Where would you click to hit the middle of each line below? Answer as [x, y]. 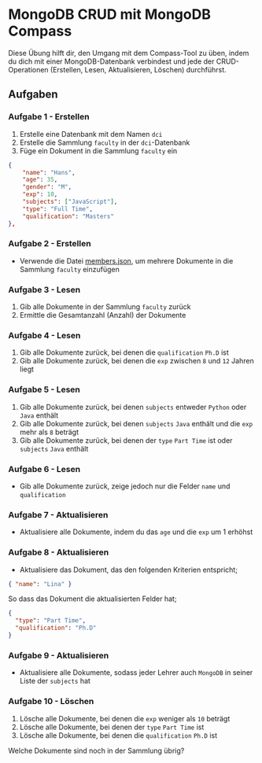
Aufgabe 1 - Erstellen [49, 117]
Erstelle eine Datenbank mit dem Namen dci [91, 134]
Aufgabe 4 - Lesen [44, 336]
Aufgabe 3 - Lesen [44, 289]
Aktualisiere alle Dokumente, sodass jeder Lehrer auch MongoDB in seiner [136, 673]
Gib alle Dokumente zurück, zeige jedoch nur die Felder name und [125, 486]
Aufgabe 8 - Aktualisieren [59, 552]
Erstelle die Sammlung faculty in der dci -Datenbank [105, 142]
